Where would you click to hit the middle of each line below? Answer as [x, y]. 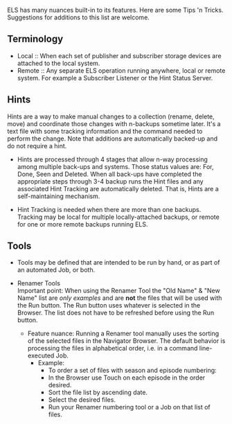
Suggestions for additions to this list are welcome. [79, 17]
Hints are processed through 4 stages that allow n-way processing [112, 159]
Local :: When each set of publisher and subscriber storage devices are [119, 55]
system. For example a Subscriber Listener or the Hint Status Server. [115, 78]
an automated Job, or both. [56, 270]
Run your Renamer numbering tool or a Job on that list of [129, 407]
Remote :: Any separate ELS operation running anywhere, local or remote [121, 70]
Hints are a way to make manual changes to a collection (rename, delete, [111, 116]
